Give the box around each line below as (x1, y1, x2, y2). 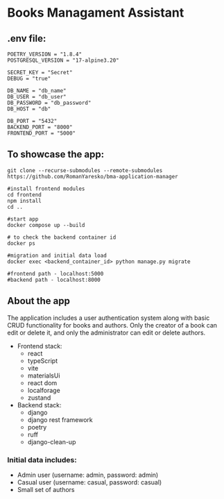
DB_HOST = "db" (7, 105, 51, 112)
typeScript (27, 356, 58, 365)
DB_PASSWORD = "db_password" (7, 99, 92, 106)
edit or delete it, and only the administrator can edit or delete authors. (7, 328, 206, 337)
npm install (7, 197, 42, 204)
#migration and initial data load (7, 252, 107, 259)
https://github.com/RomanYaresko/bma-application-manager (7, 173, 178, 180)
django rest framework (27, 415, 93, 424)
